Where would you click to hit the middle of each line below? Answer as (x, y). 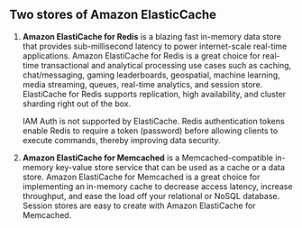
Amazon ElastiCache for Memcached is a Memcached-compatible (147, 158)
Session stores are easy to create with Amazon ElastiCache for (139, 205)
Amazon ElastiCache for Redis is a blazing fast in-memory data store (152, 36)
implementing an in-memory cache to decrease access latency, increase (157, 186)
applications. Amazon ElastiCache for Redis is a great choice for (142, 55)
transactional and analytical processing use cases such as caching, (166, 65)
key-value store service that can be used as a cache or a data (170, 167)
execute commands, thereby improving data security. (121, 140)
